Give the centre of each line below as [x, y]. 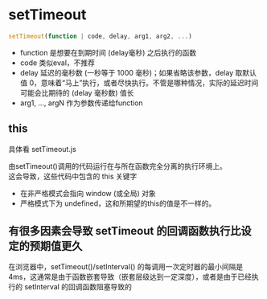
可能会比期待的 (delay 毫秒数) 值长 [77, 92]
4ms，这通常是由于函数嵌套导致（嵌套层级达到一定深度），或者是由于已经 [130, 277]
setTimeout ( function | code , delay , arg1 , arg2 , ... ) [101, 36]
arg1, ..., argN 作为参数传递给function [81, 103]
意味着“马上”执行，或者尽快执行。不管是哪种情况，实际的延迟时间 [150, 83]
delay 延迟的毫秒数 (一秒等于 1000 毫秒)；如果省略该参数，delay [127, 72]
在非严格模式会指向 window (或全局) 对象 [88, 193]
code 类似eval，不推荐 [57, 63]
